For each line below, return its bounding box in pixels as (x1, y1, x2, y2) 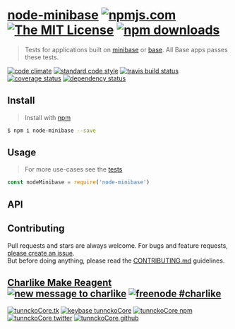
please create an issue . (7, 249, 76, 257)
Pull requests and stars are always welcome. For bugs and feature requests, (7, 241, 228, 250)
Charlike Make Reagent (7, 276, 112, 289)
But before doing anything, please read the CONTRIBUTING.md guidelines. (7, 256, 225, 265)
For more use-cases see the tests (24, 165, 123, 174)
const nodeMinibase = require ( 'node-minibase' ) (7, 179, 150, 186)
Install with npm (24, 113, 71, 121)
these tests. (24, 53, 59, 61)
